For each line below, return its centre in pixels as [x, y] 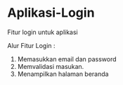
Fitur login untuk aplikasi [43, 32]
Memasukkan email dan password [67, 59]
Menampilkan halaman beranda [63, 74]
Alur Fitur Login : [31, 45]
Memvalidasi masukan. [51, 66]
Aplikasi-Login [51, 13]
